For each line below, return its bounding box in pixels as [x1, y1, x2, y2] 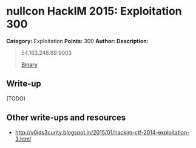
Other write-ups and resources [6, 113, 126, 123]
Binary [21, 61, 38, 68]
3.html [15, 135, 32, 143]
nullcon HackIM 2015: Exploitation [6, 4, 182, 18]
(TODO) [6, 94, 26, 102]
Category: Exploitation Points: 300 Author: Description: [6, 37, 149, 44]
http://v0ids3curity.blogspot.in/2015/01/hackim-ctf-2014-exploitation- [15, 129, 190, 136]
